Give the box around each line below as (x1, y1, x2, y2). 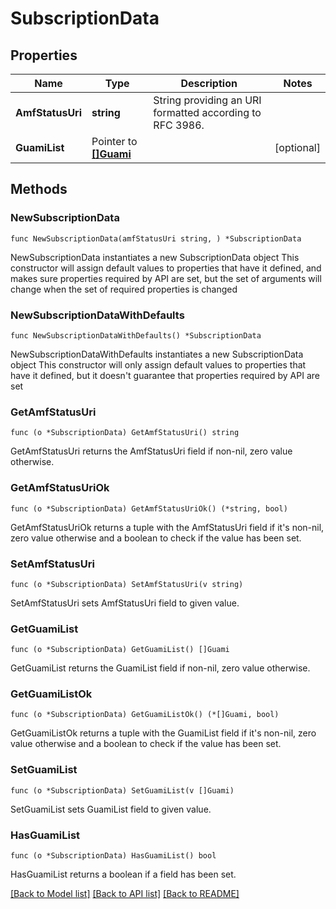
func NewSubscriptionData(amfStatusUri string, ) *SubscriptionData (10, 233, 302, 244)
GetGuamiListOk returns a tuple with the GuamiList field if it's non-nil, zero (10, 727, 317, 739)
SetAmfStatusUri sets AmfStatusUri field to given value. (10, 597, 240, 609)
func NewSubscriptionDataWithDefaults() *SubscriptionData (10, 330, 262, 341)
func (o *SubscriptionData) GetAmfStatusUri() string (10, 428, 240, 438)
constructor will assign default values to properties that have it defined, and (10, 262, 322, 274)
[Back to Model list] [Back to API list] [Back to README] (10, 888, 240, 900)
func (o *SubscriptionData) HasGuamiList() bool (10, 851, 217, 861)
